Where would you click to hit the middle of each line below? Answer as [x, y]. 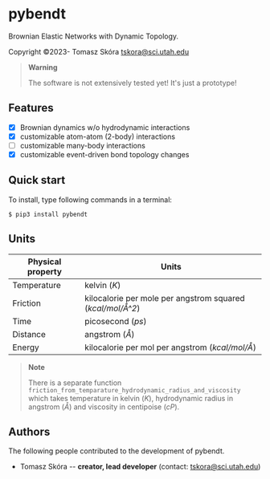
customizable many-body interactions [83, 145]
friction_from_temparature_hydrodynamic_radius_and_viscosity [134, 390]
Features [31, 108]
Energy [26, 347]
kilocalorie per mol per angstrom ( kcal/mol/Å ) [170, 347]
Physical [45, 262]
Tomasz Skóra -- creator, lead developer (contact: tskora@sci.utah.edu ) [140, 467]
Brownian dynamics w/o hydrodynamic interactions [105, 127]
